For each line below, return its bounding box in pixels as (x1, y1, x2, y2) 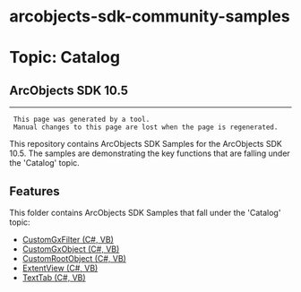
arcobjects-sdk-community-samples (9, 6, 290, 27)
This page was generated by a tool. (13, 115, 150, 125)
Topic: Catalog (9, 47, 121, 68)
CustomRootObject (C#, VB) (21, 253, 127, 263)
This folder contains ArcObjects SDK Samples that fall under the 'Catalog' (9, 208, 281, 218)
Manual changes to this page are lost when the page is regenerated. (13, 123, 279, 132)
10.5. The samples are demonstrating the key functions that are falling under (9, 148, 291, 159)
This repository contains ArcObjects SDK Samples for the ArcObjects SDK (9, 139, 282, 150)
